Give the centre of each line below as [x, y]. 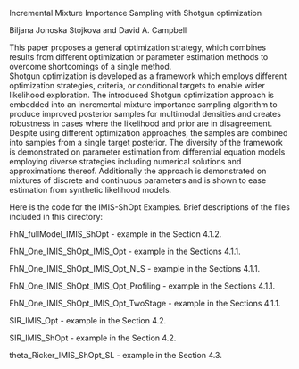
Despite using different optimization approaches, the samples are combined [149, 133]
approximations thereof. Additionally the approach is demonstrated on [138, 171]
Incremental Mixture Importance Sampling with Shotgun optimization [135, 13]
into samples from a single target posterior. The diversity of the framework [146, 143]
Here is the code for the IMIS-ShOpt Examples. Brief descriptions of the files [149, 207]
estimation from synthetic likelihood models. [91, 190]
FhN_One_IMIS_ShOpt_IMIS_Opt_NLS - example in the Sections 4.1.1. [135, 268]
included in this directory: [56, 217]
